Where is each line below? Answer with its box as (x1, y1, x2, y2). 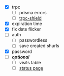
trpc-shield (19, 15, 42, 21)
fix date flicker (11, 26, 41, 32)
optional (11, 54, 30, 60)
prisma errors (19, 10, 47, 16)
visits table (19, 59, 41, 65)
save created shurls (19, 43, 60, 49)
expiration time (11, 21, 42, 26)
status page (19, 65, 43, 71)
